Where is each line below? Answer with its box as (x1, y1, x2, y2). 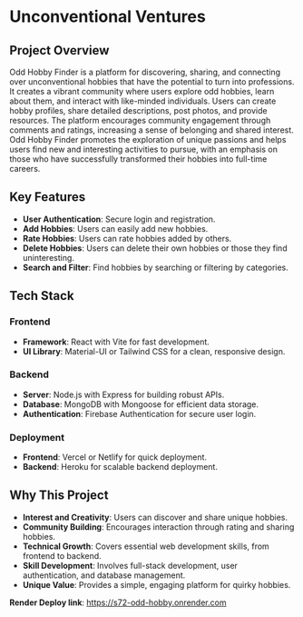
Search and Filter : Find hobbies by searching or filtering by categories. (22, 262, 288, 273)
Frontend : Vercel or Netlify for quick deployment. (22, 452, 207, 463)
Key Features (9, 189, 86, 205)
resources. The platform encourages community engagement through (9, 115, 271, 125)
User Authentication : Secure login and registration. (22, 214, 216, 224)
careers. (9, 164, 41, 174)
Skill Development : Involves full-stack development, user (22, 560, 239, 571)
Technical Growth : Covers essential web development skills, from (22, 541, 269, 552)
